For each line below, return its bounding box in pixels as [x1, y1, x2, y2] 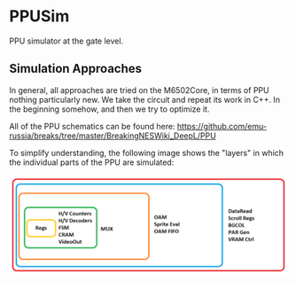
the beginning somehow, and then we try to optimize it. [9, 104, 210, 114]
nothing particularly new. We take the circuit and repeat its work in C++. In [9, 94, 281, 105]
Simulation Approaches [9, 61, 143, 76]
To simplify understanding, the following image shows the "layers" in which [9, 147, 284, 158]
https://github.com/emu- [176, 121, 268, 131]
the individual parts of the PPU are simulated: [9, 157, 175, 168]
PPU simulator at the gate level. [9, 35, 124, 46]
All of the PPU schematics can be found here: [9, 121, 175, 131]
